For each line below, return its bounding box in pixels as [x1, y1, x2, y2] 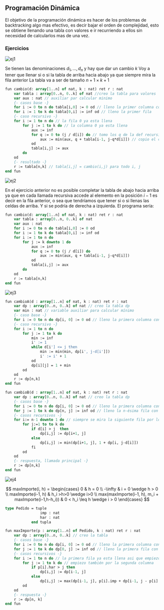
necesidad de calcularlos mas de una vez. [5, 32, 90, 38]
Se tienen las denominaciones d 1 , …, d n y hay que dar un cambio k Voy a [5, 66, 150, 73]
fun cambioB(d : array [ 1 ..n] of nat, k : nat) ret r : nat [5, 390, 128, 395]
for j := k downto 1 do [22, 239, 71, 244]
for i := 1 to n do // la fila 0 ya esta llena [14, 119, 112, 124]
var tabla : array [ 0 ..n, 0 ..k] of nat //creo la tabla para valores [14, 91, 156, 96]
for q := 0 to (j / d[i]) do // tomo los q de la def [31, 132, 143, 137]
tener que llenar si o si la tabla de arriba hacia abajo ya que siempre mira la [5, 72, 156, 78]
